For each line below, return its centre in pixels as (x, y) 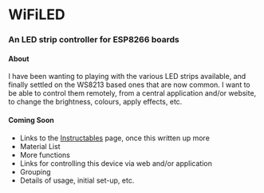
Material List (40, 146)
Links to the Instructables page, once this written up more (114, 138)
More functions (45, 155)
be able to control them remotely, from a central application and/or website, (132, 93)
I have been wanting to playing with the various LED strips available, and (127, 77)
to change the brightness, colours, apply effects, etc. (95, 102)
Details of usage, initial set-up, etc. (77, 180)
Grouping (35, 171)
